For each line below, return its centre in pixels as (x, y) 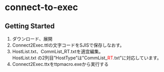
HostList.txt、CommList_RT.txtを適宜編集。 (58, 51)
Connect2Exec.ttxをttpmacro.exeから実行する (60, 64)
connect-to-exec (42, 7)
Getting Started (30, 26)
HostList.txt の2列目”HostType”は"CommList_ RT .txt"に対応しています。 (87, 58)
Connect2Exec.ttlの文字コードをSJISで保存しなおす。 (68, 45)
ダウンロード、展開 (32, 39)
